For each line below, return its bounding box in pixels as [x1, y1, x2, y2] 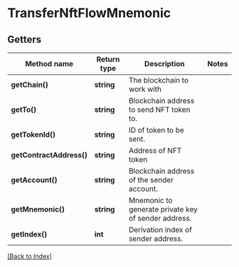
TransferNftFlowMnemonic [7, 5, 171, 21]
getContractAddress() [11, 150, 87, 159]
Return [96, 55, 120, 64]
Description [144, 59, 185, 68]
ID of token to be [128, 125, 185, 135]
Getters [7, 33, 42, 46]
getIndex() [11, 229, 48, 239]
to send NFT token [128, 105, 191, 115]
